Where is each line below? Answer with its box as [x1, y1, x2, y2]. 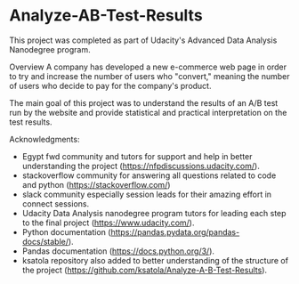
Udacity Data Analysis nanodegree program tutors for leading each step [21, 207, 287, 218]
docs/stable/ [21, 236, 69, 247]
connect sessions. [21, 198, 90, 209]
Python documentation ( [21, 226, 111, 237]
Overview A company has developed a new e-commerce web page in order [9, 61, 287, 72]
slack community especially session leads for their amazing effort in [21, 189, 272, 199]
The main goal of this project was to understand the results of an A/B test [9, 97, 279, 108]
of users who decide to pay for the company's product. [9, 80, 212, 91]
